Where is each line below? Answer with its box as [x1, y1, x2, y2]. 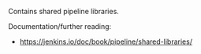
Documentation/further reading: [8, 22, 112, 31]
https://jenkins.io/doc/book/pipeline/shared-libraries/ [19, 37, 193, 46]
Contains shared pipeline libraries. [8, 7, 120, 16]
